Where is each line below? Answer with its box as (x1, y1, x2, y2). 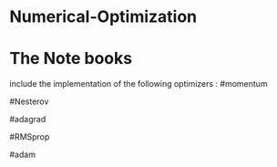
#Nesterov (9, 96, 49, 107)
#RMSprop (9, 131, 50, 142)
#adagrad (9, 114, 46, 125)
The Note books (9, 48, 133, 69)
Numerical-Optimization (9, 6, 198, 27)
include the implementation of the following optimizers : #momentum (9, 78, 268, 89)
